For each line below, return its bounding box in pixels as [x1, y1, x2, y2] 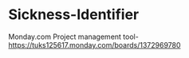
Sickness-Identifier [8, 6, 140, 24]
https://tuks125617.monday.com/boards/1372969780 [8, 40, 181, 49]
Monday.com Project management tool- [8, 32, 140, 41]
